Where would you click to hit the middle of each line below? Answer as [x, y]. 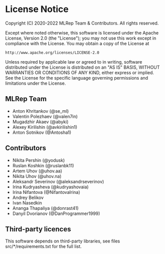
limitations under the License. [35, 83]
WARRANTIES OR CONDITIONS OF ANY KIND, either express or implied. [79, 72]
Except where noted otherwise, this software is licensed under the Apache [82, 33]
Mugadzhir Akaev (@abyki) [40, 122]
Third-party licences [38, 229]
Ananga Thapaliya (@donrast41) [45, 208]
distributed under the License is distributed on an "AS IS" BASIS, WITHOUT [82, 67]
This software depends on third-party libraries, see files [62, 241]
